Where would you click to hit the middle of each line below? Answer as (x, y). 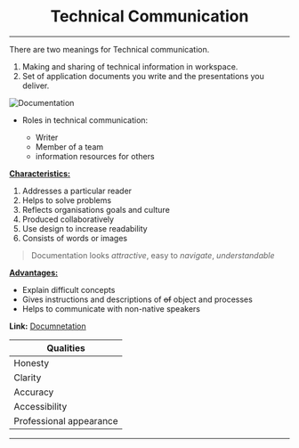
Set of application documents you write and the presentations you (143, 76)
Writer (47, 137)
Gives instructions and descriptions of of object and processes (137, 299)
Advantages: (34, 273)
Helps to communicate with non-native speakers (111, 308)
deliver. (36, 86)
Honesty (32, 362)
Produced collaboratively (68, 219)
